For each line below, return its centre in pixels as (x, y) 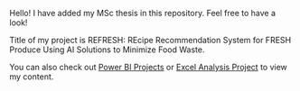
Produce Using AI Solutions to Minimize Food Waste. (107, 50)
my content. (32, 77)
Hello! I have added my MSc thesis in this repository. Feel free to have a (143, 13)
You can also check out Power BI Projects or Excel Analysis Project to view (148, 67)
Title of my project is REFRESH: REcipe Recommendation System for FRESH (150, 40)
